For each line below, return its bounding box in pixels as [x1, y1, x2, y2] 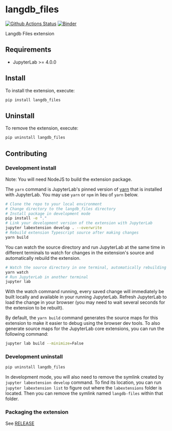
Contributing [5, 149, 47, 158]
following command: [5, 331, 49, 337]
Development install [5, 165, 56, 172]
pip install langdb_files [5, 97, 61, 102]
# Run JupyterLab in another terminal [5, 274, 88, 280]
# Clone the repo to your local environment [5, 201, 102, 207]
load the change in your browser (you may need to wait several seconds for [5, 299, 165, 305]
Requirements [5, 45, 51, 54]
